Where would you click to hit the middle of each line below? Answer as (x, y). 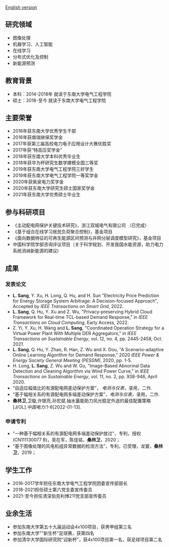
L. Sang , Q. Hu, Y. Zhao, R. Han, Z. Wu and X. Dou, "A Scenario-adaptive (88, 349)
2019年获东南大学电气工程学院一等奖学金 (55, 175)
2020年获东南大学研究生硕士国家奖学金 (54, 188)
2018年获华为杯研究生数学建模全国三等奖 (55, 163)
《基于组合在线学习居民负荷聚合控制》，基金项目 (62, 232)
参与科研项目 (25, 212)
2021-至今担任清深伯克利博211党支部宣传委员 (59, 496)
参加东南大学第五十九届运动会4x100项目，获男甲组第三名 (72, 527)
